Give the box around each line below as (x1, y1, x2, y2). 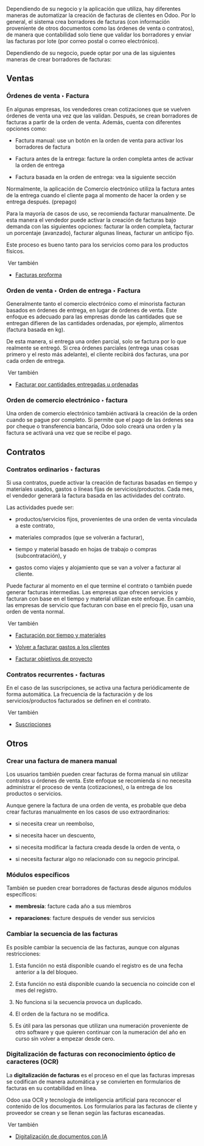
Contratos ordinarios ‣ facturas (6, 465, 100, 474)
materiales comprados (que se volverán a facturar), (15, 533, 144, 541)
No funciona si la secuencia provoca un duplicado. (15, 998, 142, 1005)
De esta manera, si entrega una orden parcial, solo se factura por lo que (6, 337, 187, 345)
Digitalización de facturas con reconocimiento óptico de (6, 1050, 175, 1058)
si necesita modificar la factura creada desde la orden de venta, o (15, 843, 181, 851)
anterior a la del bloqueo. (15, 968, 78, 976)
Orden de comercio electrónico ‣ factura (6, 396, 128, 404)
